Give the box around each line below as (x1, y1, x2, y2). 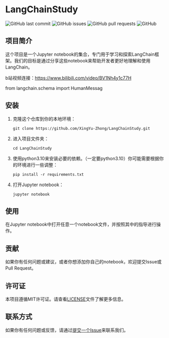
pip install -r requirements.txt (12, 172, 84, 177)
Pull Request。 (5, 265, 36, 272)
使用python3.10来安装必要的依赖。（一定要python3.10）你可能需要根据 (12, 155, 159, 162)
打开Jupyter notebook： (12, 182, 64, 188)
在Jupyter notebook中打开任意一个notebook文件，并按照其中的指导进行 (5, 221, 157, 228)
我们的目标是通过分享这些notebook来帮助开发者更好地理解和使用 (14, 57, 151, 63)
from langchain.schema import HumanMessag (5, 85, 103, 91)
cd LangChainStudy (12, 146, 52, 151)
